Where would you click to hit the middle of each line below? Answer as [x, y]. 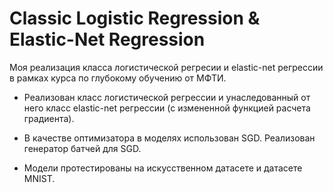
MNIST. [39, 178]
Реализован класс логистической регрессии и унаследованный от [167, 97]
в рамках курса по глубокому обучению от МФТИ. [118, 78]
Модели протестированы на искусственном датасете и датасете [163, 168]
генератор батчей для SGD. [82, 148]
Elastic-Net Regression [107, 39]
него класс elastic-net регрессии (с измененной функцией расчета [167, 108]
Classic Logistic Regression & [135, 18]
